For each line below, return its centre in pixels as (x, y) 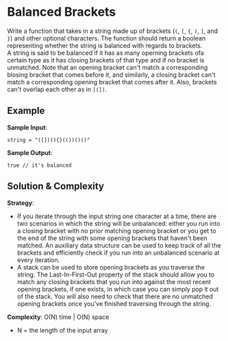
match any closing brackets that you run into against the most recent (114, 281)
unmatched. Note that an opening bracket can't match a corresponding (107, 67)
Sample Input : (27, 127)
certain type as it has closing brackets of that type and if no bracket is (106, 60)
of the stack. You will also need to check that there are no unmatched (115, 296)
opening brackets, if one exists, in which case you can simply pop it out (118, 289)
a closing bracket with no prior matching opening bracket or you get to (117, 231)
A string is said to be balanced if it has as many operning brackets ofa (105, 53)
